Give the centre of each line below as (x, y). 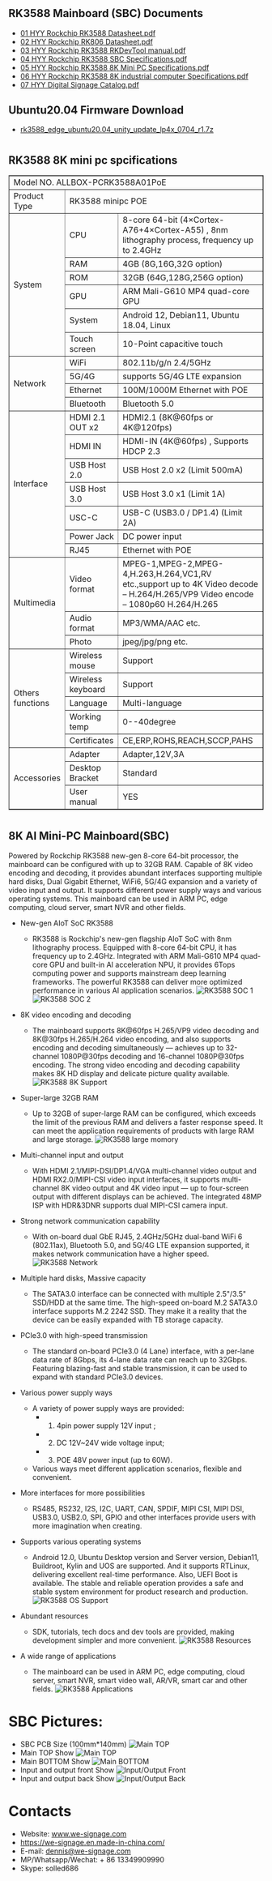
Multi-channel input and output (72, 1155)
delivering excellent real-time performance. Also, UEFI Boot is (135, 1574)
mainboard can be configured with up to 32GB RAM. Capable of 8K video (131, 864)
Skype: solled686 (49, 1868)
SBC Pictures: (56, 1721)
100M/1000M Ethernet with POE (185, 390)
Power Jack (92, 537)
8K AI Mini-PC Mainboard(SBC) (89, 836)
